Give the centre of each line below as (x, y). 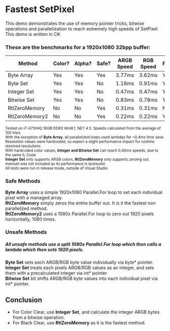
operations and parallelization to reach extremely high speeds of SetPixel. (82, 28)
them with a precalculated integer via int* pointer (56, 273)
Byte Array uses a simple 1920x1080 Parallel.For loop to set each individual (84, 192)
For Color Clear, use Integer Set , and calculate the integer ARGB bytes (86, 312)
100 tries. (13, 133)
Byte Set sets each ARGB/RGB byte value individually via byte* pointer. (79, 263)
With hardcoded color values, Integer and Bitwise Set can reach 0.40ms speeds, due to (82, 151)
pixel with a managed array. (34, 197)
